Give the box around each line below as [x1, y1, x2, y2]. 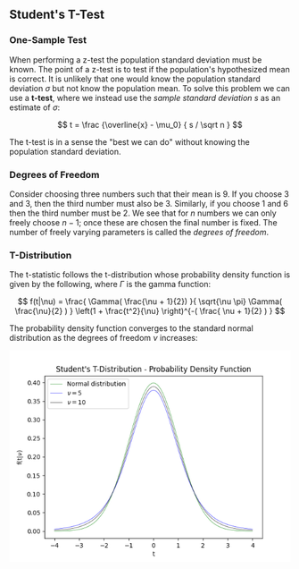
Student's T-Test [9, 7, 105, 22]
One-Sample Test [9, 34, 87, 47]
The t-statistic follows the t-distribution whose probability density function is [9, 269, 291, 280]
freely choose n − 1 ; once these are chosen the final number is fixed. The [9, 217, 278, 227]
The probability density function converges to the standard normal [9, 323, 254, 334]
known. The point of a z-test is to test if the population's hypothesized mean [9, 64, 290, 74]
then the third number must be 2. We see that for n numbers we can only [9, 208, 277, 218]
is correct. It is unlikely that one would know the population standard [9, 73, 261, 84]
